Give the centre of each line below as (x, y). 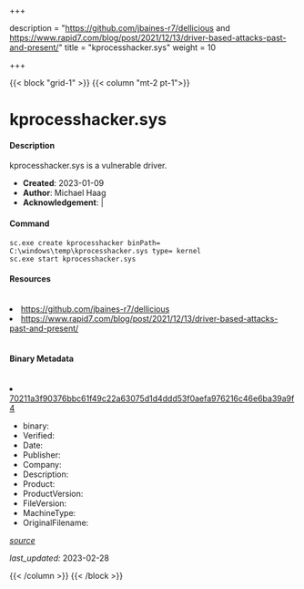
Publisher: (41, 455)
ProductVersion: (53, 494)
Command (30, 223)
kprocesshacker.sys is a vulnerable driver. (88, 166)
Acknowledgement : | (63, 202)
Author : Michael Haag (64, 193)
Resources (30, 279)
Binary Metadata (42, 359)
